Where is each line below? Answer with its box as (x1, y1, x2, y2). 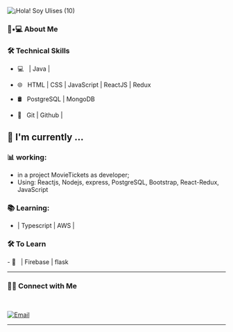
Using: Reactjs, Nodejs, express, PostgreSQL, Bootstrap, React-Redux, (17, 177, 220, 186)
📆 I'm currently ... (7, 131, 84, 143)
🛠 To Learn (7, 239, 46, 249)
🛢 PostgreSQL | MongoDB (17, 95, 96, 103)
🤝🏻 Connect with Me (7, 281, 78, 291)
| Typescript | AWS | (17, 222, 75, 230)
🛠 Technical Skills (7, 46, 71, 55)
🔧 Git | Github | (17, 111, 63, 119)
